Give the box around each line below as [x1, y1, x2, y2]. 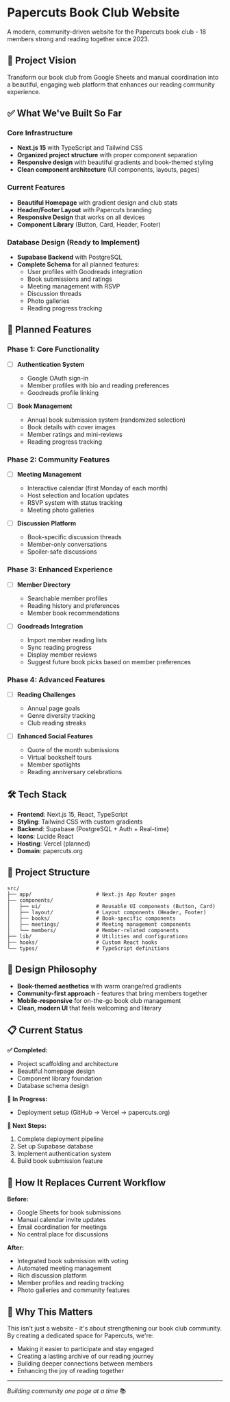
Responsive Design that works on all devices [16, 213, 145, 221]
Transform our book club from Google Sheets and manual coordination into [7, 73, 219, 81]
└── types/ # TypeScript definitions [7, 945, 170, 952]
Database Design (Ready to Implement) [7, 237, 140, 247]
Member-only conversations [27, 541, 107, 549]
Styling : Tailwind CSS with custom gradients [16, 817, 143, 826]
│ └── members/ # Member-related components [7, 927, 179, 934]
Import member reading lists [27, 635, 107, 644]
